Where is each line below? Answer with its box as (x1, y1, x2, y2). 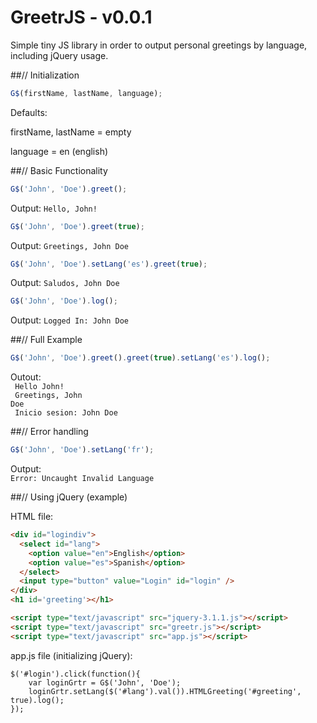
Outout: (10, 371, 42, 383)
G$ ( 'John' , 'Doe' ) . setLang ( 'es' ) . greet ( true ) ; (10, 259, 208, 269)
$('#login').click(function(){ (10, 669, 141, 679)
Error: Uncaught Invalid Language (10, 474, 155, 484)
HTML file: (10, 511, 54, 523)
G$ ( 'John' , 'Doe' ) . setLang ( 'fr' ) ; (10, 445, 155, 455)
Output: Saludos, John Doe (10, 277, 120, 289)
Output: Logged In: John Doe (10, 314, 129, 326)
